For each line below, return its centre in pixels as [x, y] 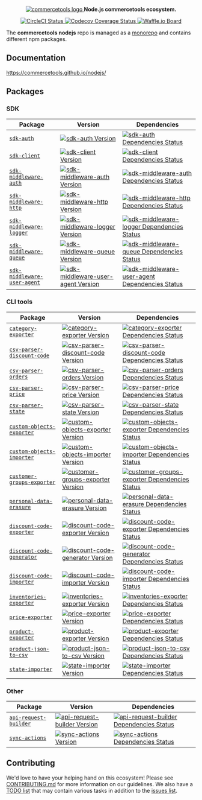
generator [23, 557]
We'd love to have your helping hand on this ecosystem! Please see [90, 778]
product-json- [29, 649]
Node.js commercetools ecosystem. [130, 9]
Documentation [36, 58]
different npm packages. [37, 39]
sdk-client [25, 156]
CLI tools [20, 302]
